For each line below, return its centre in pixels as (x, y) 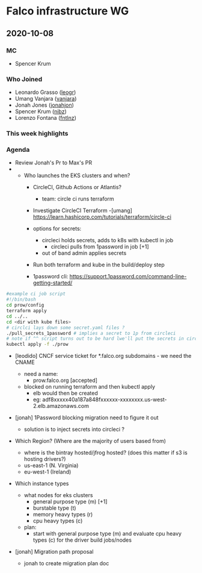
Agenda (18, 150)
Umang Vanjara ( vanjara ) (46, 99)
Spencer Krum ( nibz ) (41, 111)
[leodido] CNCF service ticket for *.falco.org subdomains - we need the (103, 356)
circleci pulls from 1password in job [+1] (100, 247)
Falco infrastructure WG (68, 11)
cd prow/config (25, 305)
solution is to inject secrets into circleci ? (74, 430)
